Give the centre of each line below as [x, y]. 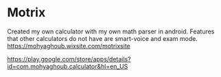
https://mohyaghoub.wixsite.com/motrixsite [69, 46]
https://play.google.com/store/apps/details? [69, 59]
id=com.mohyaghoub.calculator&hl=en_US [68, 66]
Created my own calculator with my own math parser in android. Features [111, 31]
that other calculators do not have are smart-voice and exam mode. [102, 38]
